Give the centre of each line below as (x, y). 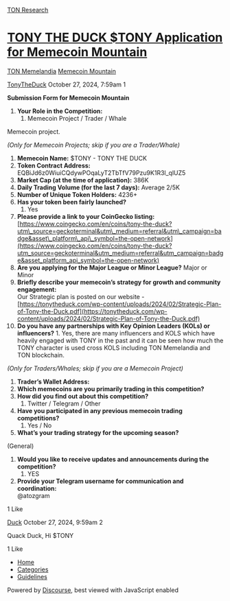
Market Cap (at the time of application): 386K (83, 180)
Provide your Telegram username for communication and (100, 481)
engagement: (37, 289)
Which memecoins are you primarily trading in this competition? (111, 389)
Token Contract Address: (54, 165)
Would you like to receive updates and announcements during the (113, 459)
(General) (21, 446)
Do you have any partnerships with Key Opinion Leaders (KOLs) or (114, 326)
